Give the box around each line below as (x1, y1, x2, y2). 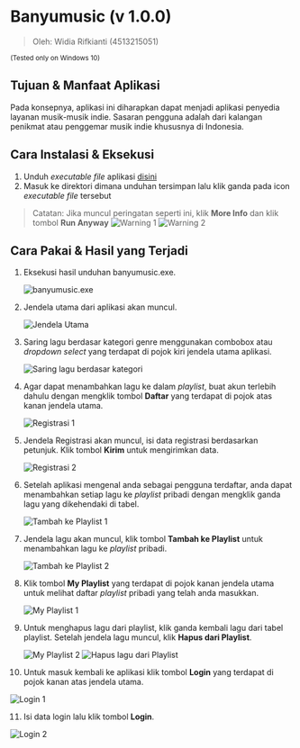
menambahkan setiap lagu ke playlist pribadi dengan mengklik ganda (23, 489, 281, 500)
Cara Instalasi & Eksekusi (10, 147, 155, 163)
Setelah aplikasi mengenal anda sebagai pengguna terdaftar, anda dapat (23, 480, 293, 491)
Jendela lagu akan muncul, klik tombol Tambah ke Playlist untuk (23, 534, 264, 545)
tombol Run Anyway (32, 217, 109, 228)
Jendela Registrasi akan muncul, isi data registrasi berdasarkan (23, 435, 259, 446)
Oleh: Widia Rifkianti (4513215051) (32, 36, 159, 47)
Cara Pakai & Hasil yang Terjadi (10, 243, 188, 258)
